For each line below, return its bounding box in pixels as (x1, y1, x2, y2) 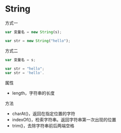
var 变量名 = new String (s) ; (5, 30, 62, 34)
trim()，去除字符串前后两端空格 (12, 123, 74, 129)
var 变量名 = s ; (5, 57, 36, 62)
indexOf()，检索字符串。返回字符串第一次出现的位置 (12, 117, 117, 123)
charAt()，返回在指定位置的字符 (12, 111, 75, 117)
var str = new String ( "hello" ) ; (5, 38, 70, 43)
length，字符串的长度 (12, 90, 55, 96)
